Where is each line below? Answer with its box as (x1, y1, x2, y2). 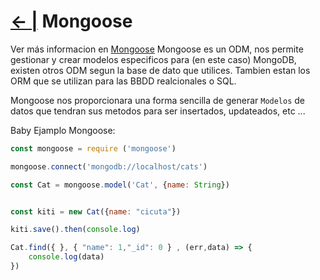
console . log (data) (28, 252, 105, 262)
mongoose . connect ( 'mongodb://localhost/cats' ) (10, 161, 208, 172)
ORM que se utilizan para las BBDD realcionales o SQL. (10, 75, 237, 87)
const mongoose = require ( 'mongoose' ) (10, 143, 177, 154)
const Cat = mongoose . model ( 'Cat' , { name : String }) (10, 180, 230, 190)
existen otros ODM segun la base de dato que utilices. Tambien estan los (10, 64, 311, 76)
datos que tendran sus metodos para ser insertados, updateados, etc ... (10, 105, 306, 117)
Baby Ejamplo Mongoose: (10, 124, 116, 136)
